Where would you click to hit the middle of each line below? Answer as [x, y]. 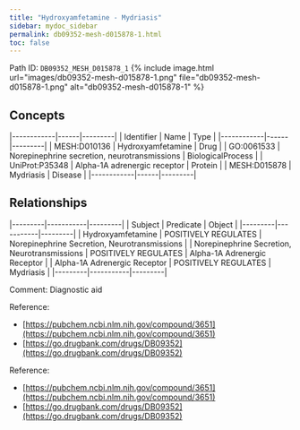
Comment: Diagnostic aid [56, 289]
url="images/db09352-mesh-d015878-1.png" [93, 78]
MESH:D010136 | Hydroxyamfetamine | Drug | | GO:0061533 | [167, 146]
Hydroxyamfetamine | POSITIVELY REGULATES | [172, 234]
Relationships [48, 203]
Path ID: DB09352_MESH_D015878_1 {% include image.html [112, 68]
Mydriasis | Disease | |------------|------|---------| [103, 175]
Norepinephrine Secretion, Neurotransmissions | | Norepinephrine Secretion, [150, 244]
